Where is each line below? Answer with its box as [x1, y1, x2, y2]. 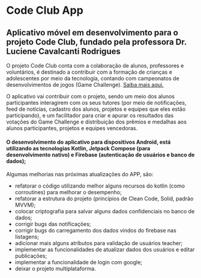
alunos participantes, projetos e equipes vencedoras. [6, 125, 138, 132]
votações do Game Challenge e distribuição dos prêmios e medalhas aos [6, 118, 187, 125]
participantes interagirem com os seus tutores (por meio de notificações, [6, 99, 187, 106]
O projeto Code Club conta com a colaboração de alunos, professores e [6, 62, 184, 69]
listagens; [14, 233, 40, 240]
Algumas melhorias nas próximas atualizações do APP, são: [6, 171, 154, 178]
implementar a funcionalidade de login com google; [14, 259, 143, 266]
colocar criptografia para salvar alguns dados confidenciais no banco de [14, 208, 195, 215]
